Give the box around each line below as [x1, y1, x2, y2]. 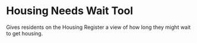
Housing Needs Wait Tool [6, 4, 134, 18]
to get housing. [6, 29, 43, 37]
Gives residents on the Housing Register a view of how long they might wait [6, 24, 191, 31]
